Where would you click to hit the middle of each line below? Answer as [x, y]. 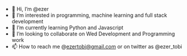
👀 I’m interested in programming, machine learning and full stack [89, 15]
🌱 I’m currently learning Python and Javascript [67, 27]
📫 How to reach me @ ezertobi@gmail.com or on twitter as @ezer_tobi [97, 46]
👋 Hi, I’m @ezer [30, 9]
